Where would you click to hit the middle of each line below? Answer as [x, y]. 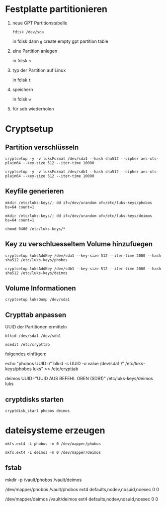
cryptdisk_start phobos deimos [38, 411]
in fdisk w [22, 99]
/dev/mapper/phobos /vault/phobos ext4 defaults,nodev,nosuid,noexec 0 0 [82, 489]
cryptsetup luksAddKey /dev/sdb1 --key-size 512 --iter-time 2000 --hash [83, 269]
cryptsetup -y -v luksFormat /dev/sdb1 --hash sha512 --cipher [72, 172]
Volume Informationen [41, 288]
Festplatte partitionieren [56, 9]
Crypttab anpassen [36, 315]
